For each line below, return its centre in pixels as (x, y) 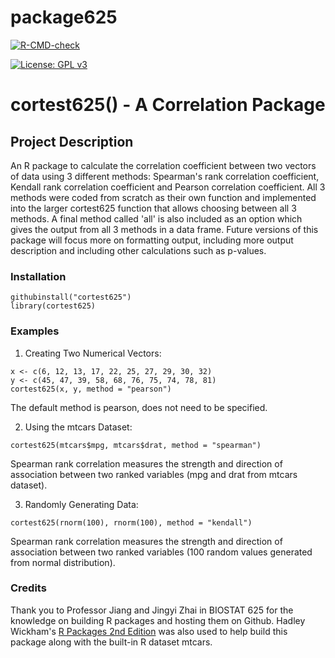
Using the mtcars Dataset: (78, 427)
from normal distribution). (63, 562)
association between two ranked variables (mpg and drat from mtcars (154, 474)
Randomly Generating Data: (81, 504)
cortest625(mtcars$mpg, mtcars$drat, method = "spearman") (136, 445)
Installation (38, 276)
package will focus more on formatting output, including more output (152, 240)
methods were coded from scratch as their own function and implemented (163, 197)
